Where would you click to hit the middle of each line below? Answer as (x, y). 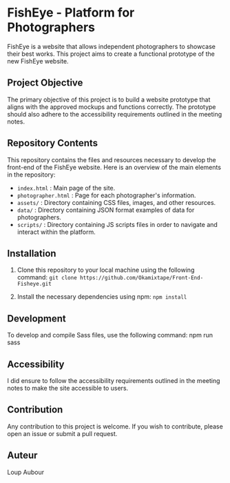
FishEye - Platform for (71, 13)
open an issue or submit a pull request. (62, 433)
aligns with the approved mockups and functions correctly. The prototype (112, 107)
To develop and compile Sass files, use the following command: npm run (110, 335)
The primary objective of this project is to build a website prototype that (109, 99)
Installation (32, 253)
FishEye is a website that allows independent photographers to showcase (111, 46)
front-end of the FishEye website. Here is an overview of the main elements (114, 167)
